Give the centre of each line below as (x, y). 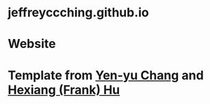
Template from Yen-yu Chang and (106, 75)
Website (32, 44)
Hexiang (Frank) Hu (64, 90)
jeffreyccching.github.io (78, 13)
